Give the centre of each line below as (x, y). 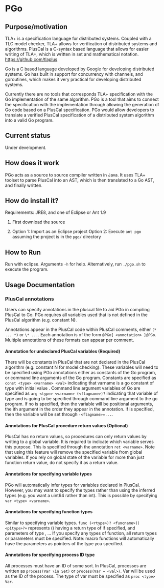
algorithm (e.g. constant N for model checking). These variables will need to (82, 367)
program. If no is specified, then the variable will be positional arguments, (79, 404)
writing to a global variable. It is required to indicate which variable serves (80, 442)
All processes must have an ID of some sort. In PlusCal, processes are (76, 565)
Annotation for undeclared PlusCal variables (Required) (63, 351)
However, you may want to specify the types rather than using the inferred (80, 490)
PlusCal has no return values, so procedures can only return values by (76, 437)
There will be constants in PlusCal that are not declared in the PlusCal (75, 362)
